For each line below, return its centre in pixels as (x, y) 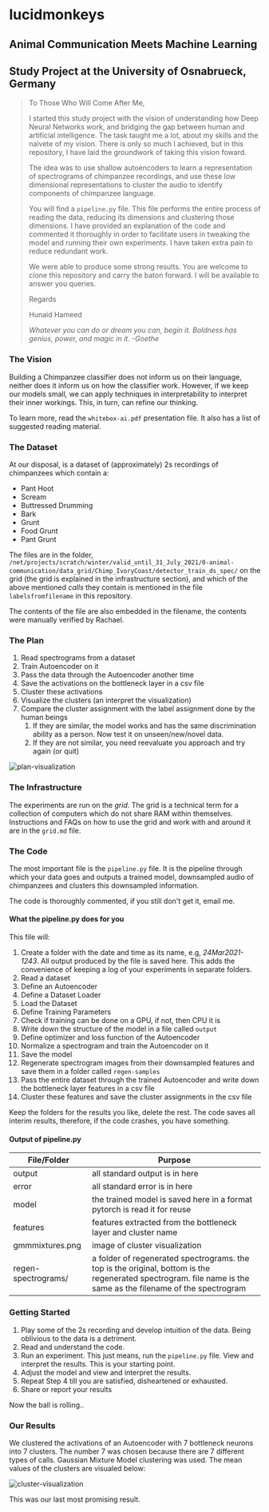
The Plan (27, 640)
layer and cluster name (135, 1232)
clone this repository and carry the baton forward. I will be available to (144, 275)
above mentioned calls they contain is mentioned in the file (106, 587)
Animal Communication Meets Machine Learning (133, 44)
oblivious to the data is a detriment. (79, 1338)
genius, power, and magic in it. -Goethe (94, 339)
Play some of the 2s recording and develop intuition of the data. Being (136, 1330)
